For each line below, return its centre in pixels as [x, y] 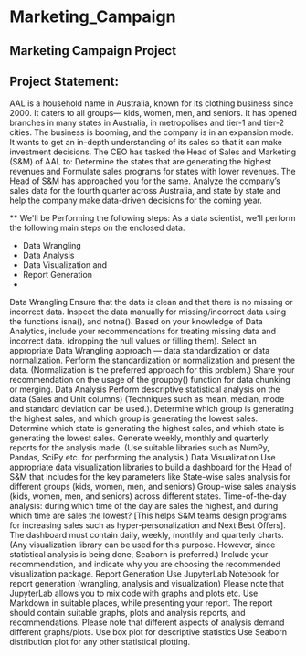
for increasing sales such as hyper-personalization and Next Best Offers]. [148, 525]
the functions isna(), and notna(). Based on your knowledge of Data [136, 322]
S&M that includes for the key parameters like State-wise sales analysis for [150, 477]
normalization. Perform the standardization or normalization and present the [152, 360]
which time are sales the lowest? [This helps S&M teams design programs [148, 516]
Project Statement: [64, 81]
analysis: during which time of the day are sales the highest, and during [144, 506]
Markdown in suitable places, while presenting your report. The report [141, 603]
